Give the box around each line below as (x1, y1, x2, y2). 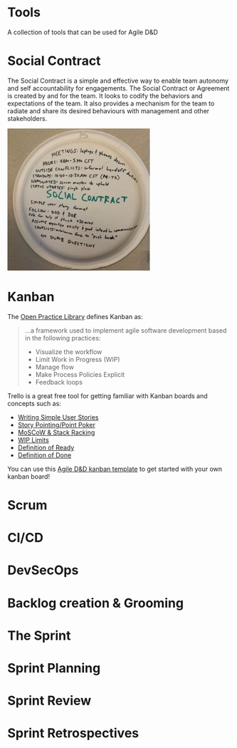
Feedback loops (35, 378, 83, 386)
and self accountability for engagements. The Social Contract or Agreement (7, 83, 230, 93)
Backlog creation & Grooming (7, 595, 184, 611)
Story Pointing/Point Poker (17, 420, 96, 429)
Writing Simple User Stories (17, 412, 99, 421)
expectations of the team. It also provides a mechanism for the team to (7, 99, 215, 108)
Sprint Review (7, 692, 92, 709)
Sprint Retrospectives (7, 725, 139, 742)
